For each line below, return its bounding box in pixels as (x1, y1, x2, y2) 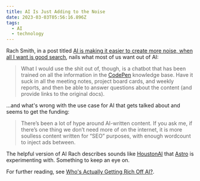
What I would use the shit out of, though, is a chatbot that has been (20, 65, 186, 72)
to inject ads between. (20, 139, 76, 146)
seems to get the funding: (6, 108, 70, 116)
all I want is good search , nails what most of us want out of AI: (6, 54, 159, 61)
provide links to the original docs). (20, 90, 105, 98)
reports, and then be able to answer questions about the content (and (20, 84, 192, 91)
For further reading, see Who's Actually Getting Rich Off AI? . (6, 168, 155, 176)
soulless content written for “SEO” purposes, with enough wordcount (20, 132, 191, 140)
